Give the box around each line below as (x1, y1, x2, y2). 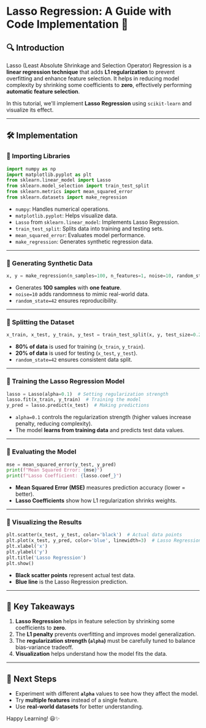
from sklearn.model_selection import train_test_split (6, 183, 150, 189)
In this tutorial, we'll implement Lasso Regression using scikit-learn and (6, 100, 192, 107)
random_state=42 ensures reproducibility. (15, 297, 118, 305)
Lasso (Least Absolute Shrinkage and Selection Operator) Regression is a (6, 62, 192, 69)
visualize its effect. (6, 106, 54, 113)
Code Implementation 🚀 (6, 17, 129, 31)
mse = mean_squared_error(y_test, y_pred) (6, 461, 116, 468)
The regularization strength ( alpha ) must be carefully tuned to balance (15, 637, 196, 645)
